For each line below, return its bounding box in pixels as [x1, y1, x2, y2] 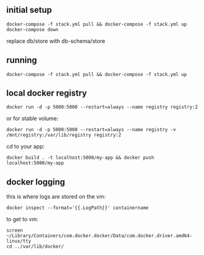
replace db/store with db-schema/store [6, 37, 106, 45]
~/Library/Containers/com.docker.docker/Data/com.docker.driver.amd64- [6, 233, 192, 239]
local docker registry [6, 88, 87, 99]
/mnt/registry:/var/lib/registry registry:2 [6, 132, 122, 139]
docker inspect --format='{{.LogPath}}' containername [6, 205, 149, 211]
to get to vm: [6, 216, 38, 223]
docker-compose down [6, 26, 59, 32]
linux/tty [6, 238, 32, 245]
